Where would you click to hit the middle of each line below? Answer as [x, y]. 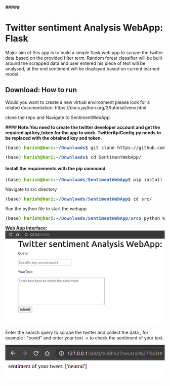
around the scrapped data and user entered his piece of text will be [75, 63]
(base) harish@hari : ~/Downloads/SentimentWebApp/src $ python [83, 218]
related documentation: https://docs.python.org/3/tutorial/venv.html [76, 107]
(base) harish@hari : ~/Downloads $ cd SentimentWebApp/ [73, 157]
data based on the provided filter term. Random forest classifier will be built [84, 58]
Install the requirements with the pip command [55, 169]
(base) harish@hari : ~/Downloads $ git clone [60, 147]
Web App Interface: [26, 228]
